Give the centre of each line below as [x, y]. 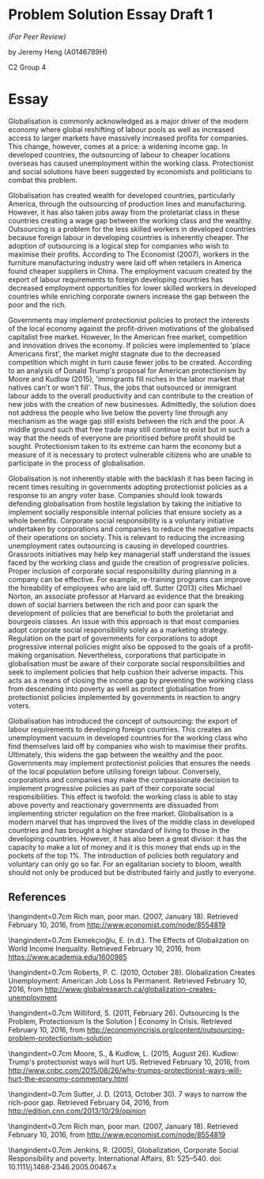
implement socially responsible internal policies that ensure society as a [125, 512]
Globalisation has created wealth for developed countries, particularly [122, 195]
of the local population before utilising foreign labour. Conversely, [115, 771]
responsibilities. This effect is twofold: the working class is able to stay [123, 797]
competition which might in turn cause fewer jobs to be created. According [130, 362]
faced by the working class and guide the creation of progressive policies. [129, 562]
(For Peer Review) [37, 36]
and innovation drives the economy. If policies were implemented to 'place [129, 345]
